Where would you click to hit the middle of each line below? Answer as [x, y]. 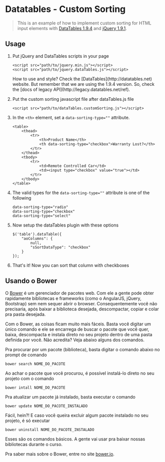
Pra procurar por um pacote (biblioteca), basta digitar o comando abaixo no [82, 349]
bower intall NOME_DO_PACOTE [35, 388]
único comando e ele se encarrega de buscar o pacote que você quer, [77, 329]
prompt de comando [26, 355]
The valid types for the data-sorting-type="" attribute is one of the [81, 193]
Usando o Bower [31, 281]
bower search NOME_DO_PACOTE [35, 364]
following [22, 198]
